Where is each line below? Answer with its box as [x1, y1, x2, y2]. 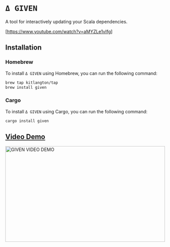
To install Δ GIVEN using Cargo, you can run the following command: [5, 108, 148, 114]
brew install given [5, 85, 47, 90]
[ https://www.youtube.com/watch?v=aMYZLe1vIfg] [5, 28, 113, 34]
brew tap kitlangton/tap [5, 80, 58, 85]
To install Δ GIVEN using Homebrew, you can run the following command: [5, 70, 158, 76]
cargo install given [5, 118, 50, 123]
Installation [5, 43, 42, 52]
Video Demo [5, 132, 45, 141]
